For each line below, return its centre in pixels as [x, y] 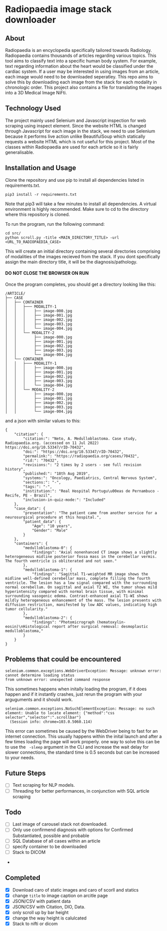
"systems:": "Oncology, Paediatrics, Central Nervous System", [90, 478]
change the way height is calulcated [49, 918]
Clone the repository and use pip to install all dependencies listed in [75, 180]
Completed [23, 878]
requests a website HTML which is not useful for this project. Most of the [80, 141]
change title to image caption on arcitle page [60, 896]
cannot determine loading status [40, 675]
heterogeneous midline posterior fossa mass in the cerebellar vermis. [81, 556]
